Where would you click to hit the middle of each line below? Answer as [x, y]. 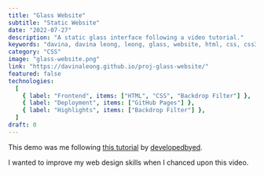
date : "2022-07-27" [40, 30]
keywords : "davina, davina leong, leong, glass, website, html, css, [125, 45]
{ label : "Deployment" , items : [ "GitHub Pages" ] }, [108, 103]
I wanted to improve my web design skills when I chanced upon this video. [128, 162]
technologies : [31, 81]
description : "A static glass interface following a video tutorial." [126, 37]
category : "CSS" [35, 52]
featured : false [35, 74]
